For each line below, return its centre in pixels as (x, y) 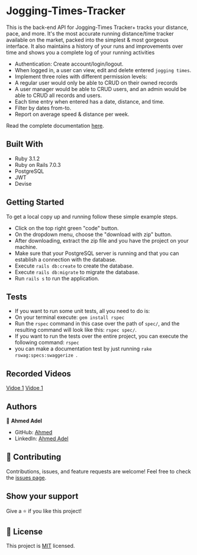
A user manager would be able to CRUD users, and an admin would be (101, 89)
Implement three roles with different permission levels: (81, 76)
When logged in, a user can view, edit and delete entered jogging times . (103, 70)
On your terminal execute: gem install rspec (70, 317)
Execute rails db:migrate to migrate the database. (77, 272)
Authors (22, 406)
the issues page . (26, 477)
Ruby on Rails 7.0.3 (38, 164)
